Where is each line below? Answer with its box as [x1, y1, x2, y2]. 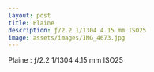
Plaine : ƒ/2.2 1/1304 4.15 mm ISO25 [8, 55, 124, 65]
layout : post [8, 11, 51, 20]
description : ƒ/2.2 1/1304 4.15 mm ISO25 [8, 26, 147, 34]
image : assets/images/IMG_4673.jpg [8, 33, 126, 42]
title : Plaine [8, 19, 55, 27]
